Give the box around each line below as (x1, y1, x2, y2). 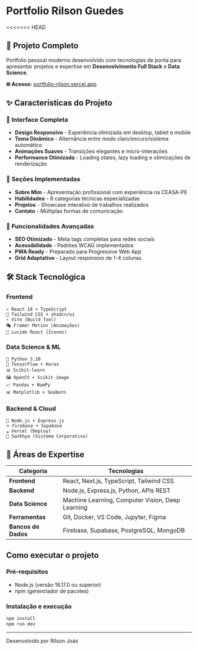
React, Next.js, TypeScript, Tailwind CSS (62, 477, 174, 485)
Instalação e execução (6, 602, 72, 610)
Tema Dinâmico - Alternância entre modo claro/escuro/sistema (14, 135, 169, 142)
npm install (6, 616, 35, 622)
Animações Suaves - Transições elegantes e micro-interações (14, 148, 168, 155)
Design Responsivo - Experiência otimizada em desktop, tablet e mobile (14, 129, 191, 136)
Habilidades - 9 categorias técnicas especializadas (14, 195, 140, 202)
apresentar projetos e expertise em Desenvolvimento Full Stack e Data (6, 63, 180, 70)
